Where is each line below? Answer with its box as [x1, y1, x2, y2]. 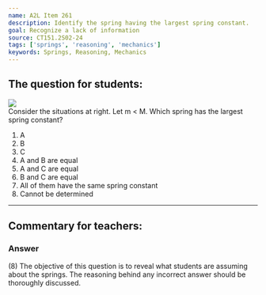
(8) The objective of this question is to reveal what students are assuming [8, 261, 248, 270]
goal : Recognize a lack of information [8, 26, 140, 34]
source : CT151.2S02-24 [8, 33, 83, 42]
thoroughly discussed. [8, 278, 82, 287]
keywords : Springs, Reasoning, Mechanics [8, 48, 147, 56]
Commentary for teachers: [8, 219, 142, 233]
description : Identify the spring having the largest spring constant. [8, 19, 249, 27]
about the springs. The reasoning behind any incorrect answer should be [8, 270, 246, 279]
